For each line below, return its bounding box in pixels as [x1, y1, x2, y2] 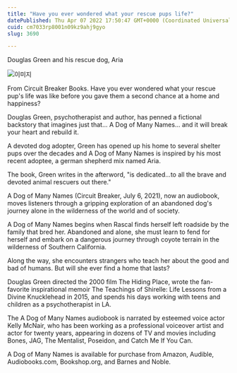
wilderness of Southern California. [7, 243, 107, 251]
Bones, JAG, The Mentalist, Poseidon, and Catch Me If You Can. [7, 336, 193, 345]
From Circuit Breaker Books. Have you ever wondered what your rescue [7, 84, 217, 93]
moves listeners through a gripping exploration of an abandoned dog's [7, 199, 213, 208]
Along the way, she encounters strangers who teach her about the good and [7, 256, 229, 265]
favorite [7, 285, 30, 294]
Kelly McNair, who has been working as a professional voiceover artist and [7, 321, 224, 330]
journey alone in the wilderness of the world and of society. [7, 206, 180, 215]
